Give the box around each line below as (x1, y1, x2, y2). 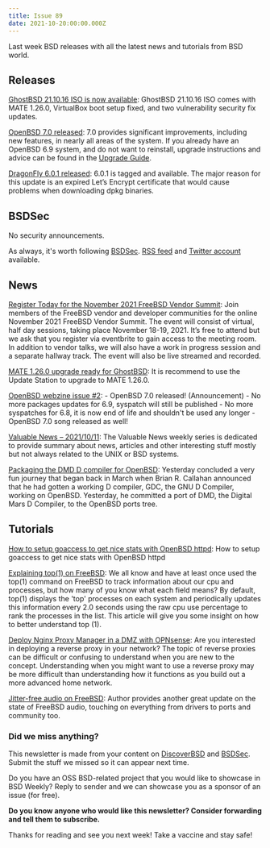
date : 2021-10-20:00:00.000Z (8, 19, 106, 27)
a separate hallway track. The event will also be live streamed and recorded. (8, 351, 262, 360)
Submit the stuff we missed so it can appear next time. (8, 758, 189, 767)
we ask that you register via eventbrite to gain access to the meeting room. (8, 334, 257, 343)
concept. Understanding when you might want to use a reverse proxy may (8, 660, 255, 670)
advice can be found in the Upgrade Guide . (8, 153, 152, 163)
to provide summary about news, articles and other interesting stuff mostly (8, 440, 256, 450)
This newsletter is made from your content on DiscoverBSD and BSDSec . (8, 749, 251, 759)
